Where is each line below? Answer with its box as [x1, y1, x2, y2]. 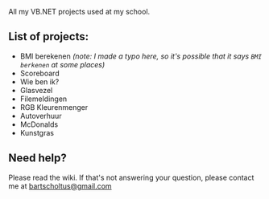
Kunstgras [19, 128, 55, 137]
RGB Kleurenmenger [19, 102, 89, 112]
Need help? [8, 152, 67, 165]
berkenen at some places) [19, 59, 106, 69]
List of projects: [8, 30, 89, 43]
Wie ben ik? [19, 76, 60, 87]
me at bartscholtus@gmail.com [8, 181, 112, 191]
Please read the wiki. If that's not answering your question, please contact [8, 173, 255, 182]
